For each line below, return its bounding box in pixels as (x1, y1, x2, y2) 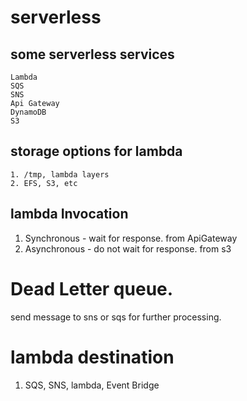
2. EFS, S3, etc (10, 178, 78, 188)
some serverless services (10, 46, 175, 63)
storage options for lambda (10, 143, 183, 160)
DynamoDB (10, 107, 47, 117)
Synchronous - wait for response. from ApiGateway (24, 232, 238, 244)
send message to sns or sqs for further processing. (10, 311, 222, 323)
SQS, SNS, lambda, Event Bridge (24, 379, 160, 391)
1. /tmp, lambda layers (10, 169, 110, 180)
